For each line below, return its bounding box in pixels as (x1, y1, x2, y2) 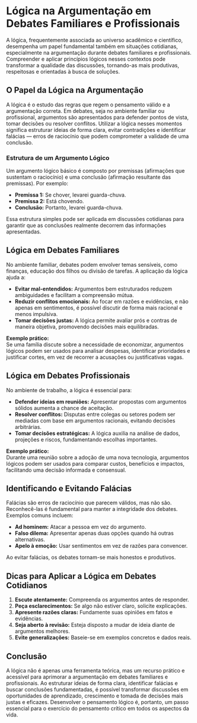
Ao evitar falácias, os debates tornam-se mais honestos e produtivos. (6, 554, 176, 561)
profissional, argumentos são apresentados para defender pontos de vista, (6, 113, 189, 121)
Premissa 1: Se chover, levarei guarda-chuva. (14, 191, 126, 198)
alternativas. (14, 536, 46, 543)
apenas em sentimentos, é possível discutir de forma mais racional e (14, 304, 183, 311)
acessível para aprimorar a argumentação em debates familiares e (6, 673, 168, 681)
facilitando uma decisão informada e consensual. (6, 466, 126, 473)
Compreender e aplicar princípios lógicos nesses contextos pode (6, 55, 166, 62)
